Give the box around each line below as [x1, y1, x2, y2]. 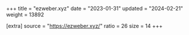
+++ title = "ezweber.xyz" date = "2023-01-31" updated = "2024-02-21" [6, 5, 183, 12]
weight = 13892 [6, 11, 45, 18]
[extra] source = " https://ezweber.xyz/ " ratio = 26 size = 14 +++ [6, 23, 163, 29]
